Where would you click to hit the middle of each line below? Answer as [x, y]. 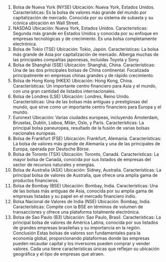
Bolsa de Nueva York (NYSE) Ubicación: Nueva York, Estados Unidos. [84, 7]
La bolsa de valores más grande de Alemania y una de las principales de [86, 144]
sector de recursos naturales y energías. [54, 165]
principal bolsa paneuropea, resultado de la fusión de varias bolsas [81, 128]
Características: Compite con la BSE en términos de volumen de [78, 207]
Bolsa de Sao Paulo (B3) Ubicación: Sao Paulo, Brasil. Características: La [87, 217]
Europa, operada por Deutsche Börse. [51, 149]
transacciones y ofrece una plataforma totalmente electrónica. [76, 212]
